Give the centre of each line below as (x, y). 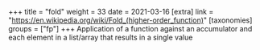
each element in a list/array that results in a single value (101, 37)
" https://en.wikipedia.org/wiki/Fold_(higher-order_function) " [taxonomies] (130, 20)
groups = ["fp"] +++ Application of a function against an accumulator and (130, 29)
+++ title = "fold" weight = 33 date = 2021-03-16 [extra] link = (111, 12)
